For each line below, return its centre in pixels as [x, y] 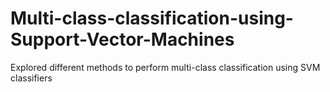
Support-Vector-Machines [122, 39]
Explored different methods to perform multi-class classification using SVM [165, 67]
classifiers [31, 78]
